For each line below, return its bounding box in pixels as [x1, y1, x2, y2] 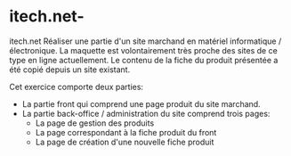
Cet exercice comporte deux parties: [9, 81, 144, 92]
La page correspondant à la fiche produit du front [35, 127, 217, 137]
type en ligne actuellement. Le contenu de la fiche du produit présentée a [9, 54, 279, 65]
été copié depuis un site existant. [9, 64, 131, 75]
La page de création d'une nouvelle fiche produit [35, 136, 214, 147]
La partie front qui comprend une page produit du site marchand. [21, 98, 261, 109]
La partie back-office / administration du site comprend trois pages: [21, 108, 271, 119]
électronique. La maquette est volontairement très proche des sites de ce [9, 45, 278, 55]
